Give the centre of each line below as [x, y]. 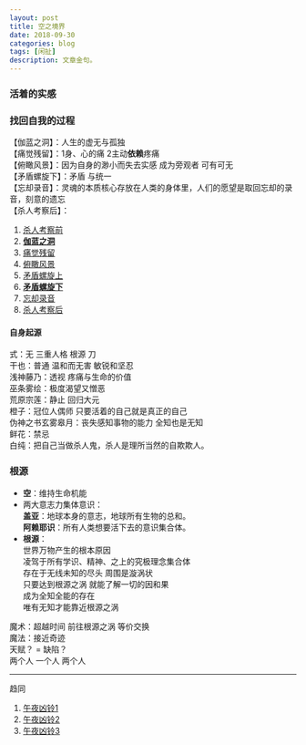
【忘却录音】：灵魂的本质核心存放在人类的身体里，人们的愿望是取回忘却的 [147, 188]
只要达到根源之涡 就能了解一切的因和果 [96, 584]
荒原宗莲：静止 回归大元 [55, 400]
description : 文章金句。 [53, 60]
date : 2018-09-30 [42, 35]
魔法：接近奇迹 [37, 637]
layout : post [34, 18]
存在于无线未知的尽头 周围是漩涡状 [87, 573]
